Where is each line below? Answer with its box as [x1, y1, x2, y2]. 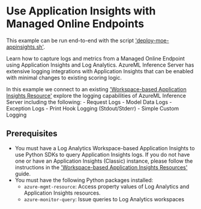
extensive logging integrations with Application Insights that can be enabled [6, 67, 194, 74]
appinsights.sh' [6, 43, 44, 50]
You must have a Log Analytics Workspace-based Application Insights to [14, 144, 195, 151]
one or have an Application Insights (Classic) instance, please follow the [14, 157, 193, 165]
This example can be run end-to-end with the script [6, 37, 134, 44]
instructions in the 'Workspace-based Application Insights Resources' [14, 163, 188, 171]
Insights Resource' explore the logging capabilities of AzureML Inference [6, 92, 186, 99]
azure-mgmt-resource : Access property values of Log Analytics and [23, 183, 190, 190]
